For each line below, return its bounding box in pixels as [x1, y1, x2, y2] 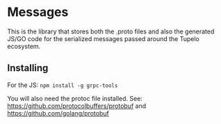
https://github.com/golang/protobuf [7, 109, 109, 117]
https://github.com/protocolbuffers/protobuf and [7, 102, 147, 110]
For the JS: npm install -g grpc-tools [7, 81, 118, 89]
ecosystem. [7, 42, 41, 50]
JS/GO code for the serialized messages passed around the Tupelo [7, 34, 199, 42]
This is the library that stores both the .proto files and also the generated [7, 27, 215, 36]
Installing [7, 62, 49, 74]
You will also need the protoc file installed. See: [7, 94, 142, 102]
